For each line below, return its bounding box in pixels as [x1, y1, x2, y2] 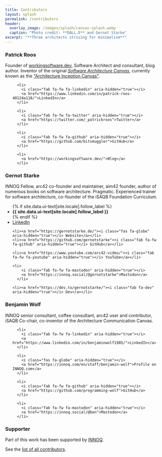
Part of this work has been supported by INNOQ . [5, 437, 104, 443]
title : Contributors [5, 7, 48, 12]
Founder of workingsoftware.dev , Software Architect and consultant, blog [5, 62, 155, 68]
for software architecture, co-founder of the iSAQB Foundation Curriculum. [5, 194, 158, 200]
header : [5, 21, 21, 26]
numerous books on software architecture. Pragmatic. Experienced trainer [5, 189, 157, 195]
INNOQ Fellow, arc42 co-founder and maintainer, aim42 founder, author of [5, 183, 157, 189]
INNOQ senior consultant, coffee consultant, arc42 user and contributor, [5, 312, 152, 318]
